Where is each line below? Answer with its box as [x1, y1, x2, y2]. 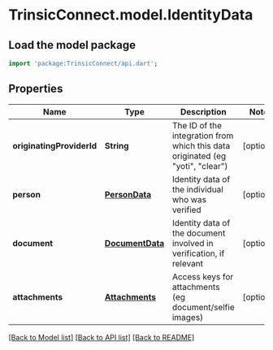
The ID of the [171, 119, 222, 131]
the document [171, 227, 226, 239]
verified [171, 204, 201, 215]
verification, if [171, 248, 225, 259]
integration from [171, 130, 234, 141]
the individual [171, 184, 223, 195]
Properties [8, 82, 63, 96]
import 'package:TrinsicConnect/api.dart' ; [8, 59, 158, 67]
